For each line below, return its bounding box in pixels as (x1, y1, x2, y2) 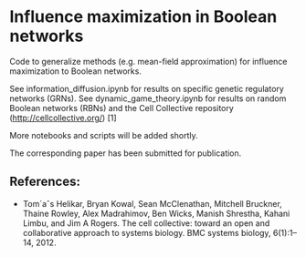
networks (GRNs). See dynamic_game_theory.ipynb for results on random (9, 93, 287, 104)
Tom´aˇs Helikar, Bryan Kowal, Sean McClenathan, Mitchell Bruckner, (22, 198, 283, 209)
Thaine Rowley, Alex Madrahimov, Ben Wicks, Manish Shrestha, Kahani (22, 208, 290, 219)
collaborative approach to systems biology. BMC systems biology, (22, 227, 271, 238)
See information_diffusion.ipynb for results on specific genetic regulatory (9, 83, 285, 94)
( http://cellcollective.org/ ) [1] (9, 112, 117, 123)
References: (9, 174, 80, 190)
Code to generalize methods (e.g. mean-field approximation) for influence (9, 56, 288, 67)
